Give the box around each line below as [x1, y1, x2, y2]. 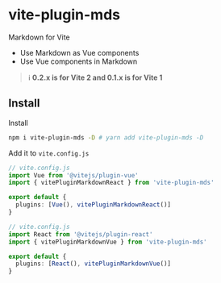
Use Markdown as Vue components [19, 48, 140, 57]
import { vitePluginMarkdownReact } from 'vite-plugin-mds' [8, 179, 215, 187]
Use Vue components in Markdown [19, 56, 138, 66]
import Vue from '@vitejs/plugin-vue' [8, 171, 139, 179]
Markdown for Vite [8, 32, 70, 42]
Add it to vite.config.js [8, 148, 90, 158]
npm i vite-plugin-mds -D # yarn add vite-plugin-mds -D [8, 133, 204, 142]
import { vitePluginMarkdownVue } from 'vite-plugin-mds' [8, 238, 207, 246]
